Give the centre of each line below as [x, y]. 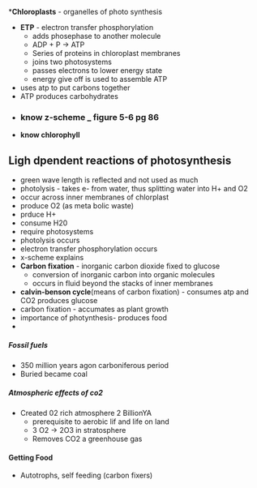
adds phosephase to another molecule [96, 36]
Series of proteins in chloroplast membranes [106, 53]
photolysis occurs [50, 240]
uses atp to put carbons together [75, 88]
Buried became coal [54, 374]
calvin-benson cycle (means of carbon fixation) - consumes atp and [134, 292]
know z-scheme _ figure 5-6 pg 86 [90, 117]
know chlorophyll [50, 135]
